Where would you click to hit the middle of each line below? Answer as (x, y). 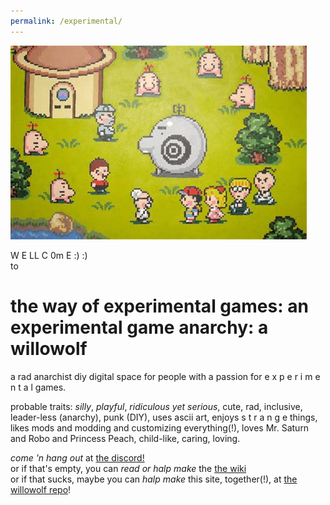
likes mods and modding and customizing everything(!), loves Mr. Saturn (160, 427)
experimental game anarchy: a (139, 327)
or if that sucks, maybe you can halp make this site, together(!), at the (154, 479)
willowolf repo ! (41, 489)
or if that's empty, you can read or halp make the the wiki (128, 468)
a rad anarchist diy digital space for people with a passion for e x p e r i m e (165, 376)
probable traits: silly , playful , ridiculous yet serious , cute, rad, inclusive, (156, 406)
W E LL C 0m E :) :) (49, 255)
